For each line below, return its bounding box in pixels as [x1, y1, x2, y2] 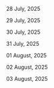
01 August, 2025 [6, 52, 47, 59]
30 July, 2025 [6, 28, 41, 36]
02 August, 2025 [6, 63, 48, 71]
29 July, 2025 [6, 17, 41, 24]
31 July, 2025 [6, 40, 40, 47]
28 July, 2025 [6, 5, 41, 12]
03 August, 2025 [6, 75, 48, 82]
